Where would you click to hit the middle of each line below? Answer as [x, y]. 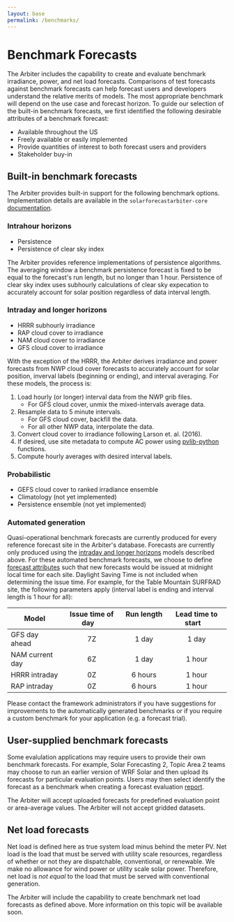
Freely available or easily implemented [72, 140]
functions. [32, 448]
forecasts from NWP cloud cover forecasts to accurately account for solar [113, 368]
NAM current [32, 655]
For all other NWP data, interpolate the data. [91, 426]
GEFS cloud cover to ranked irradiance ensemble [88, 490]
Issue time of [92, 614]
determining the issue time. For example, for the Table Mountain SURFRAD [114, 582]
